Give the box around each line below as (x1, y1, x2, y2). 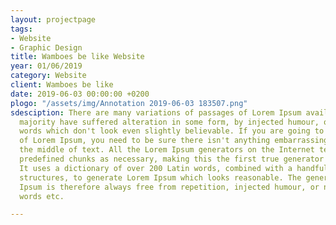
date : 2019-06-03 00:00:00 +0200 (10, 89, 150, 99)
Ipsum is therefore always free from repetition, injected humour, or (19, 182, 320, 192)
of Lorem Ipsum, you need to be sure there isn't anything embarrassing (19, 136, 329, 146)
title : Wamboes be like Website (10, 52, 145, 62)
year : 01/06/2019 (10, 61, 83, 71)
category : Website (10, 71, 87, 81)
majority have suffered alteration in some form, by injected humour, (19, 117, 320, 127)
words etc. (19, 191, 65, 201)
